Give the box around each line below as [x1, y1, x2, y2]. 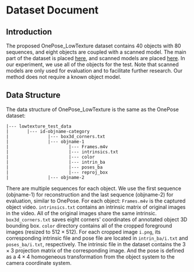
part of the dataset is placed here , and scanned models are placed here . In [6, 55, 185, 61]
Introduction [6, 27, 52, 37]
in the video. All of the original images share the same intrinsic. [6, 209, 157, 216]
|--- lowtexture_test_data [6, 123, 72, 129]
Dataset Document [6, 4, 99, 17]
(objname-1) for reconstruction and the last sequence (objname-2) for [6, 191, 174, 198]
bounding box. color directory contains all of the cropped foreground [6, 222, 172, 229]
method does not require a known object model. [6, 74, 121, 80]
